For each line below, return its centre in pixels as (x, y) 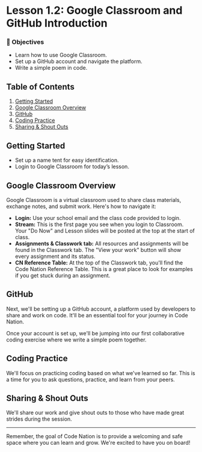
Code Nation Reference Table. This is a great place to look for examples (104, 269)
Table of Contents (41, 87)
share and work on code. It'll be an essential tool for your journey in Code (97, 315)
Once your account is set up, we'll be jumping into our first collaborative (95, 333)
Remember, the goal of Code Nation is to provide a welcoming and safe (95, 436)
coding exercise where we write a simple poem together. (76, 340)
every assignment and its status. (55, 256)
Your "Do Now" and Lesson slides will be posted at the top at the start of (105, 231)
